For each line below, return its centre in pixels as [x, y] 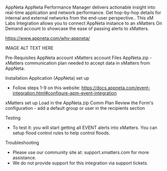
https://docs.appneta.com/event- [116, 88]
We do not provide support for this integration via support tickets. [80, 163]
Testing [13, 118]
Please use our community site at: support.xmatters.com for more [81, 152]
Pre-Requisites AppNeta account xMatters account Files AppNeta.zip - [78, 58]
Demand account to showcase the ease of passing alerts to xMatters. [77, 29]
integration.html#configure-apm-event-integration [64, 93]
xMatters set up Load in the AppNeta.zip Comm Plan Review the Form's [79, 103]
